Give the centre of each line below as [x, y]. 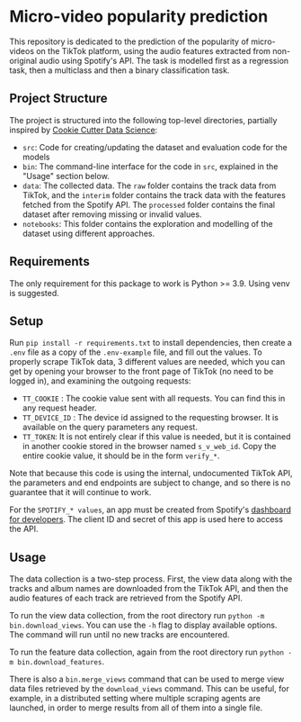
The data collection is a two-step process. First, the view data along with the [151, 579]
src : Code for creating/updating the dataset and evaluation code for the [155, 147]
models [36, 157]
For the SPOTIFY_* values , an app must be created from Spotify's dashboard [150, 510]
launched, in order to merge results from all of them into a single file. [136, 708]
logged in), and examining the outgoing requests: [100, 381]
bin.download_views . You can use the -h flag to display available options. [143, 625]
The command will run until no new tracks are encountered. [120, 635]
